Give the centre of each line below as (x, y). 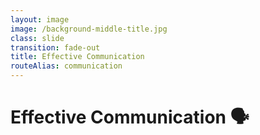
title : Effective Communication (77, 57)
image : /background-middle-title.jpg (89, 29)
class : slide (37, 38)
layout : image (40, 19)
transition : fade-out (55, 47)
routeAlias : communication (66, 66)
